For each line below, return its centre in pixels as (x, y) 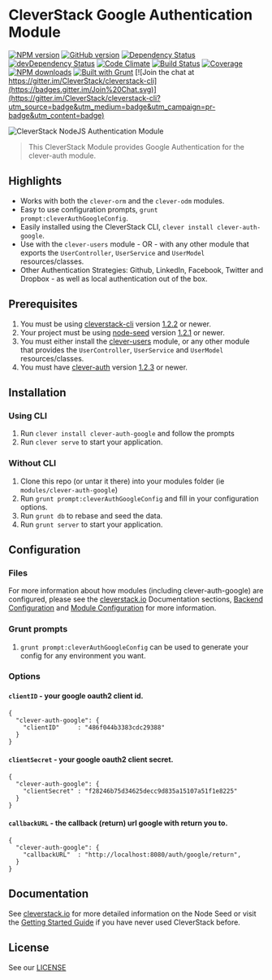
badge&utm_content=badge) (56, 115)
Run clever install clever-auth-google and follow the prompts (127, 434)
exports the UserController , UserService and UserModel (112, 252)
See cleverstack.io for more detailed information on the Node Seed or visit (133, 913)
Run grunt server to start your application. (91, 524)
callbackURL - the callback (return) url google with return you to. (118, 823)
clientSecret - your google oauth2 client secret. (91, 759)
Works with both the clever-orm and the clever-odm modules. (122, 200)
